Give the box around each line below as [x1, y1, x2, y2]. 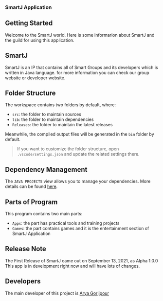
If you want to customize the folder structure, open [17, 146, 119, 152]
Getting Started [5, 19, 53, 27]
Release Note [5, 245, 46, 253]
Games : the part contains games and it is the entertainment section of [12, 225, 149, 231]
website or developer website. [5, 75, 66, 81]
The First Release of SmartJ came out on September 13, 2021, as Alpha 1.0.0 [5, 257, 158, 263]
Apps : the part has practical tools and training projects [12, 220, 120, 226]
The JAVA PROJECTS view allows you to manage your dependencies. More [5, 178, 151, 185]
